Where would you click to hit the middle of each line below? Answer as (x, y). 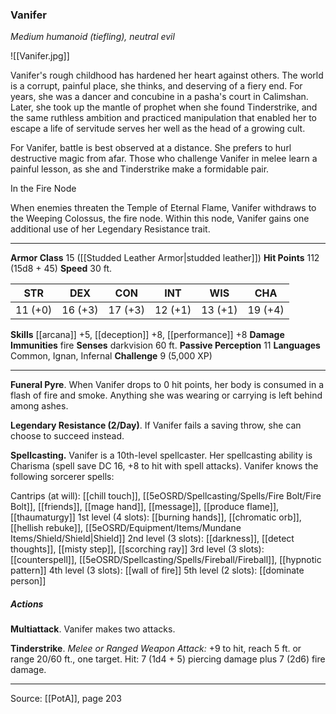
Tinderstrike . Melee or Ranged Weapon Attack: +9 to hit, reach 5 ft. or (156, 649)
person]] (28, 581)
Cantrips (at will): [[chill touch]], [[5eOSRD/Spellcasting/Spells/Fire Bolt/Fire (166, 496)
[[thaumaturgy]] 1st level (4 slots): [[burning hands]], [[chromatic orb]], (156, 517)
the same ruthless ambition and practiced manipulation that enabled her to (164, 118)
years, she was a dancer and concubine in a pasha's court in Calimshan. (159, 97)
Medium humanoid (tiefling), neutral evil (92, 37)
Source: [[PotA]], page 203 (66, 699)
